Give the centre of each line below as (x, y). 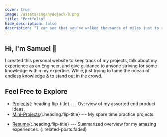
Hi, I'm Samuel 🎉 (31, 48)
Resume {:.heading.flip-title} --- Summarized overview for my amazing (84, 124)
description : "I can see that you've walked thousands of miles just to (82, 28)
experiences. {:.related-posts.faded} (50, 129)
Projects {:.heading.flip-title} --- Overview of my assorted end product (84, 103)
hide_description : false (31, 24)
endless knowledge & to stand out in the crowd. (54, 76)
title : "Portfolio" (25, 19)
